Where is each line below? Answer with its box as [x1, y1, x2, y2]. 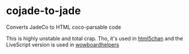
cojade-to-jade [6, 4, 81, 18]
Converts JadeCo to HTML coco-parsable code [6, 23, 122, 31]
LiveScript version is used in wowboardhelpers [6, 41, 119, 48]
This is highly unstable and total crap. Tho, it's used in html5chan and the [6, 35, 184, 42]
